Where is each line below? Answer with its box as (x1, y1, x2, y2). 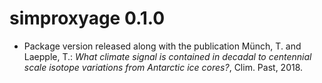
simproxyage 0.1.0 (9, 7, 166, 30)
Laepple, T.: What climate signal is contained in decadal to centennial (23, 50, 312, 62)
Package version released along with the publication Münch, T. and (23, 40, 302, 52)
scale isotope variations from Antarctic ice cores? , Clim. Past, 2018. (23, 61, 304, 73)
